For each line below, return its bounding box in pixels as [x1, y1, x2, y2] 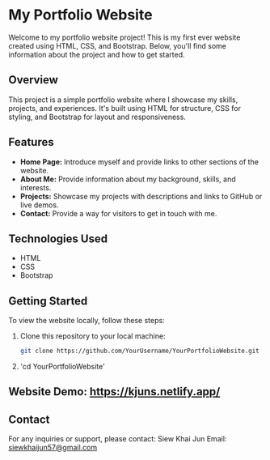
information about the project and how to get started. [8, 49, 185, 59]
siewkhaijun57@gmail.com [8, 443, 98, 453]
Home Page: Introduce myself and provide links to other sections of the [19, 156, 259, 167]
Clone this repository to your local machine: [19, 331, 166, 341]
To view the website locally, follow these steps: [8, 316, 165, 326]
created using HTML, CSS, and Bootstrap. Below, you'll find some [8, 40, 226, 50]
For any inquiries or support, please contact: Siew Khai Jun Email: [8, 434, 227, 444]
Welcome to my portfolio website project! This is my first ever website [8, 32, 241, 42]
